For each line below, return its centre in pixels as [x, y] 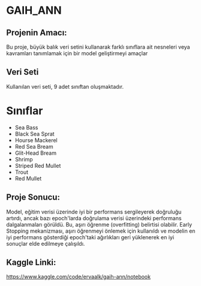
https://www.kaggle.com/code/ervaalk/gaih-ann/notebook [79, 277]
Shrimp [24, 159]
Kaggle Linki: [31, 262]
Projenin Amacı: [37, 33]
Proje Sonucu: [33, 198]
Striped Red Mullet [38, 165]
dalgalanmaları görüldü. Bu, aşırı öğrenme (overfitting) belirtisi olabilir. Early [99, 224]
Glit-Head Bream [36, 153]
